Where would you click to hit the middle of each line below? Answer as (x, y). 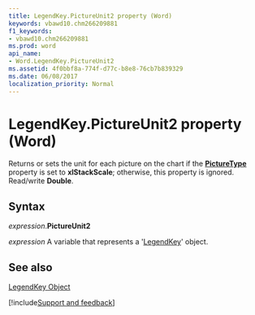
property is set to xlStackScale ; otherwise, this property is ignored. (121, 172)
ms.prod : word (32, 46)
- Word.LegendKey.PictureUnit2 (61, 62)
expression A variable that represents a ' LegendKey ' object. (108, 242)
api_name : (25, 54)
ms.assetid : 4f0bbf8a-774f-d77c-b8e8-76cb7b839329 (96, 69)
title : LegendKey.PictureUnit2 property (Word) (91, 16)
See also (30, 268)
